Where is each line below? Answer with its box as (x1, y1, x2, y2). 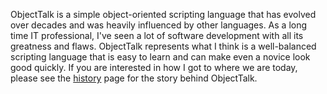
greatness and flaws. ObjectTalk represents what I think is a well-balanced (10, 40, 317, 52)
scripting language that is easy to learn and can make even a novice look (10, 51, 311, 63)
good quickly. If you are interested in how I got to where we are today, (10, 62, 298, 73)
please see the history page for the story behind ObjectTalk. (10, 72, 258, 84)
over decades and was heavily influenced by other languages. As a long (10, 19, 308, 31)
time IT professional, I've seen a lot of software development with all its (10, 30, 304, 41)
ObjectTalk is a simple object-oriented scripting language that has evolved (10, 9, 317, 20)
